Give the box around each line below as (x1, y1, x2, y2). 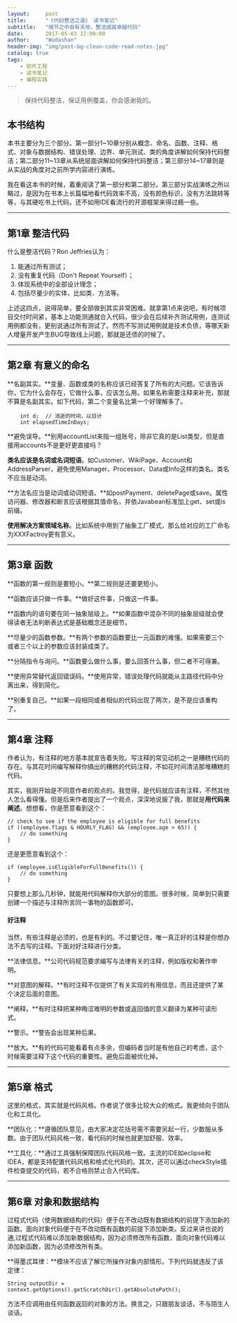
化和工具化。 (7, 1110, 44, 1118)
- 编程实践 (20, 75, 48, 83)
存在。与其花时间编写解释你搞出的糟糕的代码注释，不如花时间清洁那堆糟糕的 (7, 763, 230, 771)
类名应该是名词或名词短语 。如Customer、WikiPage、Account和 (7, 456, 193, 464)
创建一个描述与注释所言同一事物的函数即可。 (7, 898, 138, 907)
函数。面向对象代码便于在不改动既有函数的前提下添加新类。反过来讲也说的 (7, 1225, 224, 1233)
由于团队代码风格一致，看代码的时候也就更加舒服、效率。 (19, 1134, 187, 1142)
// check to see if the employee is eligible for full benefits (7, 818, 200, 826)
